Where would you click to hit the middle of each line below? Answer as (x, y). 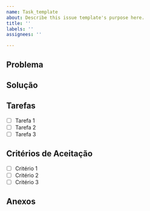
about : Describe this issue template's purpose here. (76, 18)
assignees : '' (24, 35)
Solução (22, 85)
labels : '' (20, 29)
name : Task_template (32, 12)
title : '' (19, 23)
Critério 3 (27, 182)
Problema (25, 64)
